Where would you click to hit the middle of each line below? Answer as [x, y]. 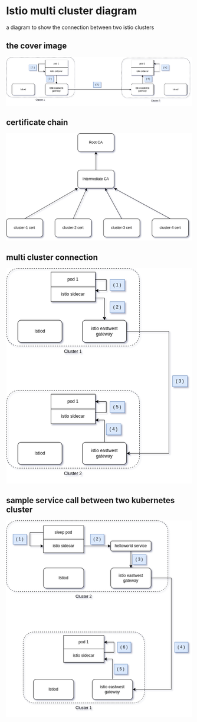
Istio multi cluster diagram [72, 11]
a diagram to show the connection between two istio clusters [80, 27]
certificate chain [37, 123]
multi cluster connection [52, 257]
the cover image [37, 46]
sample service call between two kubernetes [91, 500]
